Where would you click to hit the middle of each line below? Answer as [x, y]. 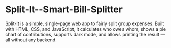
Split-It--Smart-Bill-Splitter [64, 9]
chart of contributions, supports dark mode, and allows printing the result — [85, 34]
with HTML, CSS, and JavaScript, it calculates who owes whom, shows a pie [86, 29]
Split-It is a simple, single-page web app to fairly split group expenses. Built [85, 23]
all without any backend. [31, 40]
